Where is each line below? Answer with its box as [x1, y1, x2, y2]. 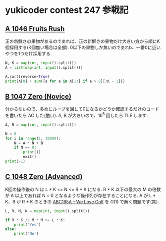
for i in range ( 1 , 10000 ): [5, 136, 61, 141]
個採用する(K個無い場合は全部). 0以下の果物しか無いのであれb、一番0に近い [5, 45, 161, 50]
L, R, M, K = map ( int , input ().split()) [5, 208, 90, 213]
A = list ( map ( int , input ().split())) [5, 65, 83, 70]
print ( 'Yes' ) [14, 222, 41, 227]
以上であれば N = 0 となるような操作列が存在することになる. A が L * [14, 193, 156, 198]
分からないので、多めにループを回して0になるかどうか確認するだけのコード [5, 106, 160, 112]
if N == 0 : [14, 145, 37, 150]
